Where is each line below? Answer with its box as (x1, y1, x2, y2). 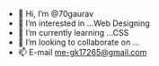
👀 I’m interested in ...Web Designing (17, 18, 150, 29)
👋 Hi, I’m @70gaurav (17, 9, 94, 19)
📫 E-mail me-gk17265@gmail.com (17, 47, 147, 57)
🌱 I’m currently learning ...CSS (17, 28, 129, 37)
